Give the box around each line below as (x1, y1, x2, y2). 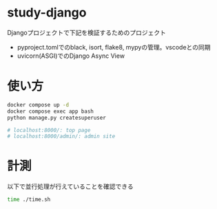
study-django (7, 5, 87, 21)
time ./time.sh (7, 196, 51, 203)
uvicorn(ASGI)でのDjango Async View (17, 52, 125, 60)
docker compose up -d (7, 101, 70, 108)
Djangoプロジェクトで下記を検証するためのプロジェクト (7, 28, 167, 36)
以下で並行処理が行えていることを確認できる (7, 182, 134, 190)
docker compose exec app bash (7, 108, 94, 115)
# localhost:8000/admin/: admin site (7, 133, 116, 140)
